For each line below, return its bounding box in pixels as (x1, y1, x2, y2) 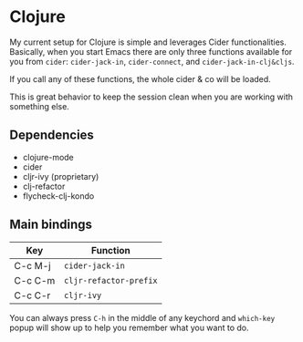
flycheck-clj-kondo (22, 190, 95, 202)
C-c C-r (14, 289, 51, 302)
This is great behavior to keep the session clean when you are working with (9, 91, 294, 102)
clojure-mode (22, 151, 75, 162)
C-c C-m (14, 274, 56, 286)
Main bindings (9, 217, 93, 233)
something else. (9, 100, 70, 111)
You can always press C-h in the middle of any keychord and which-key (9, 312, 276, 323)
